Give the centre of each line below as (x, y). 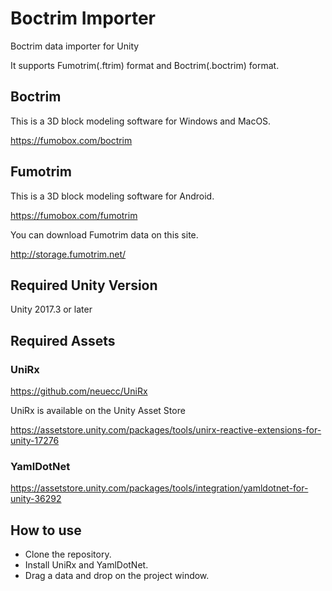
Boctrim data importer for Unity (75, 46)
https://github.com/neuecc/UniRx (79, 391)
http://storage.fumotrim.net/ (68, 254)
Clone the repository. (68, 554)
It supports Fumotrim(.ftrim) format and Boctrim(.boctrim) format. (145, 65)
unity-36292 (36, 499)
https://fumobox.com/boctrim (71, 140)
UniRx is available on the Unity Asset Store (98, 411)
